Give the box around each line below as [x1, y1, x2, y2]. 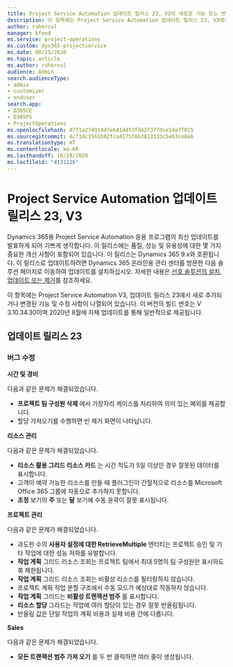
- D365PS [7, 113, 33, 120]
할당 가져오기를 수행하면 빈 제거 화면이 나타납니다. [17, 417, 153, 425]
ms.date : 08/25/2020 [7, 49, 67, 56]
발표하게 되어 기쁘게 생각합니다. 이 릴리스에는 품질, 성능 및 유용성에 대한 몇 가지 [7, 241, 222, 249]
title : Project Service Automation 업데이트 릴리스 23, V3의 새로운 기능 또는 [7, 10, 218, 17]
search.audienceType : [7, 74, 70, 82]
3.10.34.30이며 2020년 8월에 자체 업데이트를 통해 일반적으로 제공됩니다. [7, 308, 203, 316]
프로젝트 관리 [7, 511, 43, 519]
